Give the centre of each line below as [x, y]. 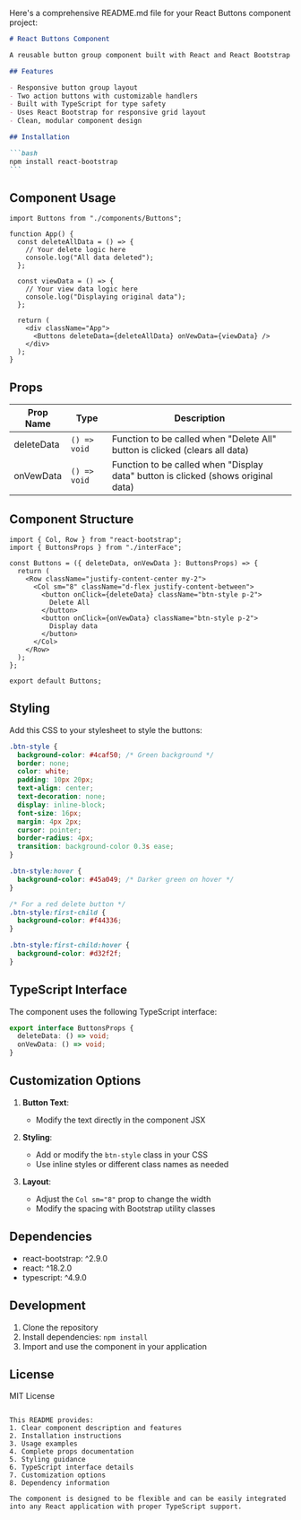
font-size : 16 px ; [50, 813]
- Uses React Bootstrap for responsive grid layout [107, 113]
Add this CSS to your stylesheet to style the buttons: [106, 729]
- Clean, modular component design [76, 121]
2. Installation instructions [66, 1436]
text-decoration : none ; [61, 797]
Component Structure [72, 519]
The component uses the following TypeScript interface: [113, 1011]
